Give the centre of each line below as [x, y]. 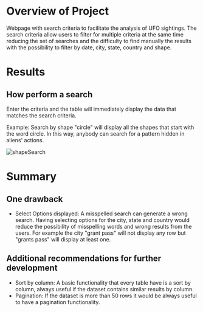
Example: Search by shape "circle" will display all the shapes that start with [100, 127]
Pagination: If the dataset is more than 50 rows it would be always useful [106, 296]
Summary [31, 177]
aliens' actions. [25, 140]
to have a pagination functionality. [57, 302]
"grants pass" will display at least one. [63, 239]
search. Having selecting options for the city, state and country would [102, 220]
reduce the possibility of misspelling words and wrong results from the [104, 226]
